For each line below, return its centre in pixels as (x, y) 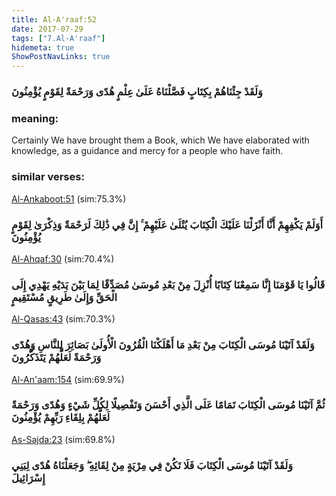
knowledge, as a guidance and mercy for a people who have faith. (147, 151)
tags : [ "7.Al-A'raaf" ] (58, 38)
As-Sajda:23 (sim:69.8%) (63, 439)
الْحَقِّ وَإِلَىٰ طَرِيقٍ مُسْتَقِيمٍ (64, 297)
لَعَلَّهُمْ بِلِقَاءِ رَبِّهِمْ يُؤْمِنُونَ (61, 418)
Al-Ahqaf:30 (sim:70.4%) (63, 258)
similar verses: (48, 177)
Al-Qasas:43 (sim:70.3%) (63, 319)
